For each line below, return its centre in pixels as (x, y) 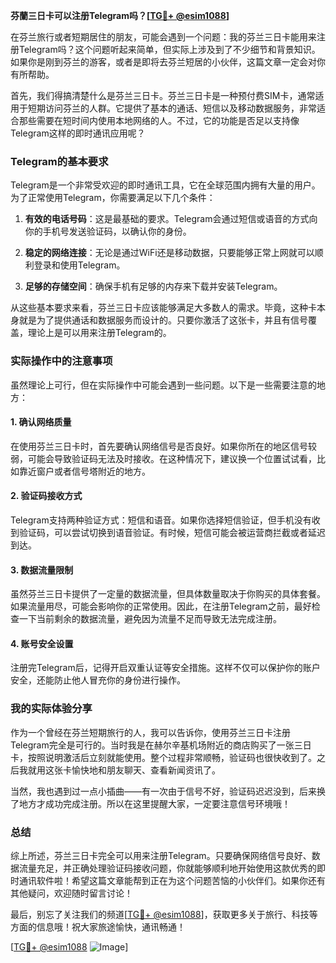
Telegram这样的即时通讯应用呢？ (78, 133)
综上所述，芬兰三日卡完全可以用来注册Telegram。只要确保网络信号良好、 (161, 855)
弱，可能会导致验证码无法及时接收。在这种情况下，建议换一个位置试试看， (163, 458)
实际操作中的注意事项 (61, 361)
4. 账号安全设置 (42, 643)
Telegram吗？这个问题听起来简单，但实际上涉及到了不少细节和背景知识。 (169, 49)
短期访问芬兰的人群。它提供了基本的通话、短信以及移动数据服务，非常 (172, 108)
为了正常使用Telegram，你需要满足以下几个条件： (113, 198)
